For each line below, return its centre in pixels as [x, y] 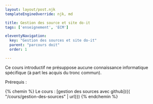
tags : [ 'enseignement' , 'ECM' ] [37, 27]
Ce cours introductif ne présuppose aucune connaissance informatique [77, 67]
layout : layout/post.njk [30, 9]
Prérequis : [16, 82]
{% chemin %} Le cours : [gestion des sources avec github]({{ [68, 91]
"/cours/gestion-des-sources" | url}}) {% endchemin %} [62, 96]
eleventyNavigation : [26, 36]
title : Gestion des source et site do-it [48, 23]
